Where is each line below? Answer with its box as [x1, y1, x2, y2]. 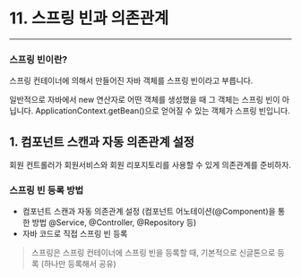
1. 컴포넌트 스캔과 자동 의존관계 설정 [9, 134, 195, 149]
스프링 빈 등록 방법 [9, 184, 84, 197]
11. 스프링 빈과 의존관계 [9, 8, 169, 29]
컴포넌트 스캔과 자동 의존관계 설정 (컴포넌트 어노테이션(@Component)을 [21, 206, 276, 217]
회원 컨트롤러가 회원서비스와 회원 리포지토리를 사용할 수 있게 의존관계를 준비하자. [9, 160, 292, 171]
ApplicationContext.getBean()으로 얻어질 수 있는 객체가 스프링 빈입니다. [35, 105, 291, 116]
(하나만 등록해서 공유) [40, 258, 116, 269]
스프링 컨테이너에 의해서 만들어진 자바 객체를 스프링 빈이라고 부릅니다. [9, 75, 254, 86]
